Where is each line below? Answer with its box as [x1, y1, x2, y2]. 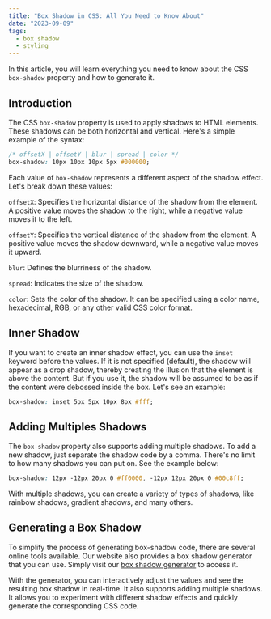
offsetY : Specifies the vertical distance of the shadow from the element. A [8, 230, 256, 240]
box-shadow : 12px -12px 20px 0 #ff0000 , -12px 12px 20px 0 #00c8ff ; [8, 474, 244, 482]
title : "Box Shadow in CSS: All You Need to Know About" [8, 11, 205, 20]
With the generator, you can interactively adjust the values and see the [8, 575, 244, 585]
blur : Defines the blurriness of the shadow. [8, 262, 152, 272]
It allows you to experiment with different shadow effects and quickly [8, 592, 239, 602]
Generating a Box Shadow [8, 521, 142, 535]
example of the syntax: [8, 134, 85, 144]
